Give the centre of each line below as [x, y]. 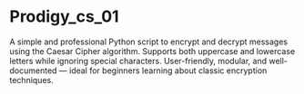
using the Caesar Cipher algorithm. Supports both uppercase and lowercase [152, 51]
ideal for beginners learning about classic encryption [168, 70]
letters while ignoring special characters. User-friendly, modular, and [138, 61]
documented [33, 70]
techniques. [31, 80]
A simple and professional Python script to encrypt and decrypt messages [149, 42]
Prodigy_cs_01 [65, 17]
